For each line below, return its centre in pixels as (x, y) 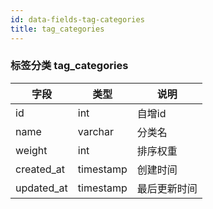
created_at (40, 169)
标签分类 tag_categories (69, 66)
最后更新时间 (167, 188)
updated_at (41, 188)
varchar (96, 131)
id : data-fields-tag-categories (77, 19)
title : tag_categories (57, 29)
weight (31, 150)
